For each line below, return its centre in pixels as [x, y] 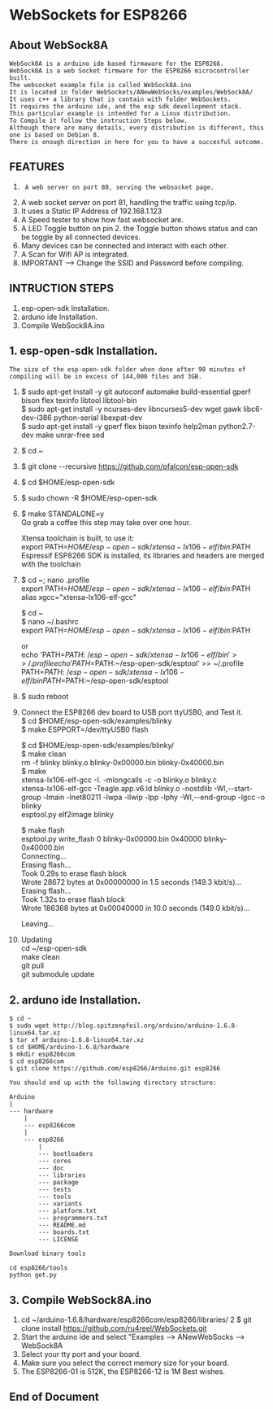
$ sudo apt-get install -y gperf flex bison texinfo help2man [119, 427]
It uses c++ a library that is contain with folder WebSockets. [120, 99]
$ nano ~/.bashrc [50, 622]
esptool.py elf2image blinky [67, 815]
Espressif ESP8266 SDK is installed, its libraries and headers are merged [143, 556]
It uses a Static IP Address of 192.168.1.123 [91, 211]
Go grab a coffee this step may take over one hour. [106, 523]
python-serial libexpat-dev [98, 418]
